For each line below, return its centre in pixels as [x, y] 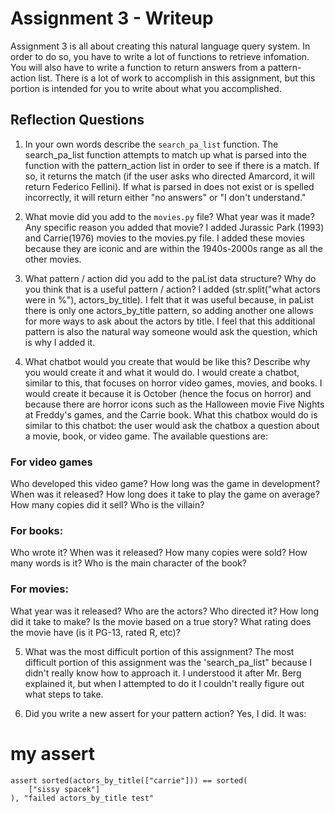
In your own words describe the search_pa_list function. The [151, 144]
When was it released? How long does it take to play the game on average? [165, 494]
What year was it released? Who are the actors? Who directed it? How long [165, 611]
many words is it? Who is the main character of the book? [128, 563]
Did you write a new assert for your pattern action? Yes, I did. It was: [165, 713]
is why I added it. [60, 342]
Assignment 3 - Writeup [112, 18]
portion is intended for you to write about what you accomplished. [146, 88]
